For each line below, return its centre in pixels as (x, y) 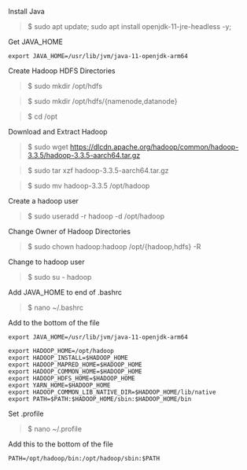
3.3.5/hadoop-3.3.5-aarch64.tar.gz (84, 155)
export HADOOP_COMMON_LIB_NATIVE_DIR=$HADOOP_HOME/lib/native (112, 392)
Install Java (26, 11)
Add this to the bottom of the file (61, 444)
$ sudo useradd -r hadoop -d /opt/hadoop (96, 216)
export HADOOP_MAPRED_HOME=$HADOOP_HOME (76, 365)
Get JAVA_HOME (35, 42)
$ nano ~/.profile (55, 429)
